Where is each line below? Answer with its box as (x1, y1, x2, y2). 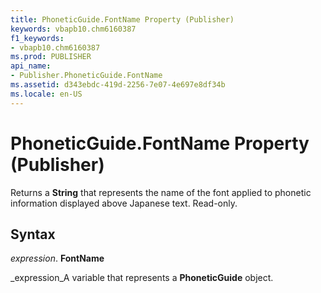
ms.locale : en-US (10, 89, 83, 99)
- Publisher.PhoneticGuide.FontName (10, 71, 163, 81)
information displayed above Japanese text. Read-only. (10, 197, 238, 209)
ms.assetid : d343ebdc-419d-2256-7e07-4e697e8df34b (10, 80, 226, 90)
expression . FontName (10, 252, 105, 265)
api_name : (10, 61, 52, 71)
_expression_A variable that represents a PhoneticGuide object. (10, 272, 274, 284)
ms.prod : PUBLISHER (10, 52, 92, 62)
